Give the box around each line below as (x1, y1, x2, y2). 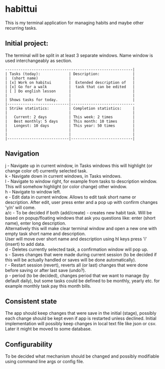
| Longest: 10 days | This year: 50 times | (5, 123, 135, 128)
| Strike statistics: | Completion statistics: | (5, 106, 135, 111)
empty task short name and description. (5, 231, 86, 236)
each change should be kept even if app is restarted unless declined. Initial (5, 315, 157, 321)
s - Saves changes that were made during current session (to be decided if (5, 251, 157, 257)
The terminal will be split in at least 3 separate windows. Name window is (5, 52, 153, 58)
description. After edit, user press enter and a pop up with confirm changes (5, 199, 158, 205)
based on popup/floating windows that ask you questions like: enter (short (5, 215, 156, 221)
